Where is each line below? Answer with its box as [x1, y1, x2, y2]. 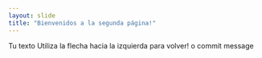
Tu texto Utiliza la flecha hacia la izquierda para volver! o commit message [8, 41, 255, 50]
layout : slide [8, 11, 56, 20]
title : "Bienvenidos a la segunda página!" [8, 19, 157, 27]
